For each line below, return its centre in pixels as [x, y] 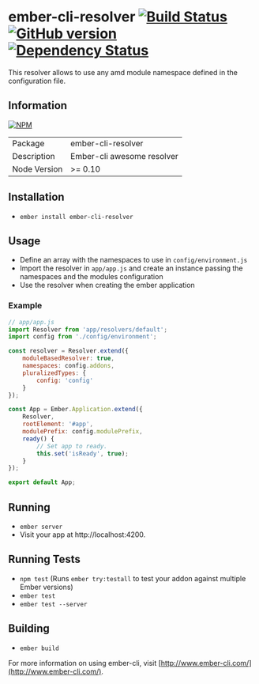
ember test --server [53, 604]
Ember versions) [46, 587]
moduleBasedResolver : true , [68, 359]
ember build [39, 648]
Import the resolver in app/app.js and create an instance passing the [131, 268]
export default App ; [42, 482]
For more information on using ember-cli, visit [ [85, 663]
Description [34, 156]
